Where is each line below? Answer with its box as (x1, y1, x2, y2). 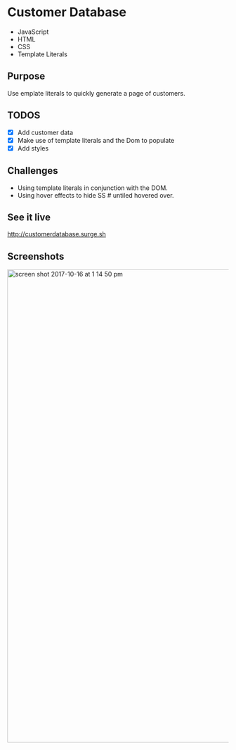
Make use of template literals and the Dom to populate (17, 136, 175, 144)
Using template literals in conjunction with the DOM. (17, 184, 169, 192)
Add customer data (17, 128, 74, 136)
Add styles (17, 144, 49, 152)
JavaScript (17, 27, 49, 36)
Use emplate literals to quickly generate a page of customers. (7, 89, 185, 97)
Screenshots (7, 250, 65, 262)
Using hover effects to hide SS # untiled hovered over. (17, 191, 174, 199)
